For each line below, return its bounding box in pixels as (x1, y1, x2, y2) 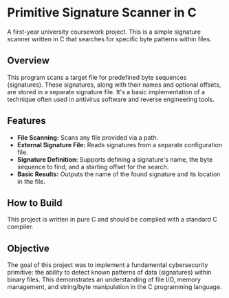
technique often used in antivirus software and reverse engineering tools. (7, 95, 215, 103)
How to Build (7, 197, 63, 209)
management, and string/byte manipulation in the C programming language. (7, 283, 222, 291)
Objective (7, 242, 50, 254)
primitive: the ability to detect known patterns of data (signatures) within (7, 268, 212, 277)
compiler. (7, 222, 34, 231)
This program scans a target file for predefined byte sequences (7, 73, 187, 81)
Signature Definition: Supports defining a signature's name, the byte (17, 155, 213, 163)
